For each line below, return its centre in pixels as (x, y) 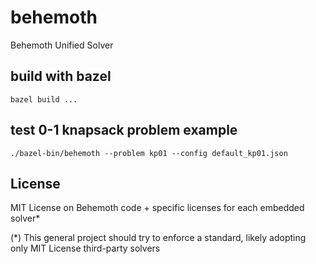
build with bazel (61, 76)
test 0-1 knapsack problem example (124, 130)
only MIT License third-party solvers (85, 248)
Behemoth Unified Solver (62, 45)
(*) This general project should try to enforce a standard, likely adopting (158, 238)
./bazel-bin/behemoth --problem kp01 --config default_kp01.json (149, 153)
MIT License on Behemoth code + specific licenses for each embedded (157, 208)
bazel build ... (44, 99)
